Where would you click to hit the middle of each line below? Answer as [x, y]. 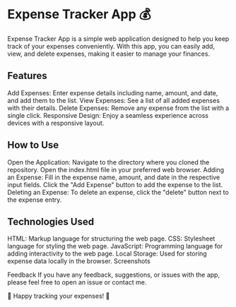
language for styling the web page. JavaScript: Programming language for [115, 246]
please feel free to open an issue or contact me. [77, 282]
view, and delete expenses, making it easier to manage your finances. [109, 54]
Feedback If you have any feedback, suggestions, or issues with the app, [114, 275]
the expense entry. [35, 200]
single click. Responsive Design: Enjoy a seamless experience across [108, 115]
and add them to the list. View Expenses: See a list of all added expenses [114, 100]
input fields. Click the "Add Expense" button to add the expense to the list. [115, 184]
